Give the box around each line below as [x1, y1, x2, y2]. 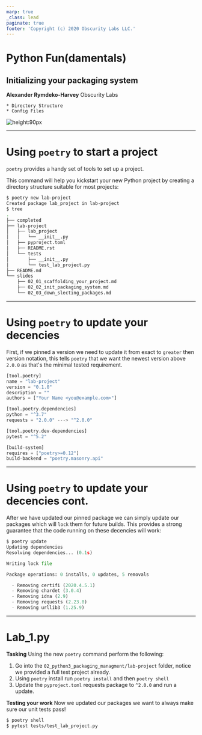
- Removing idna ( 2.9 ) [11, 593, 69, 600]
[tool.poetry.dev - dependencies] [6, 428, 87, 434]
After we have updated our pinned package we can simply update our [6, 514, 179, 522]
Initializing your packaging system [6, 75, 138, 85]
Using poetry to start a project [6, 145, 158, 159]
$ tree [6, 206, 23, 212]
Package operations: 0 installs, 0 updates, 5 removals [6, 572, 149, 578]
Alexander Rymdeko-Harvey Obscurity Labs [6, 91, 118, 99]
